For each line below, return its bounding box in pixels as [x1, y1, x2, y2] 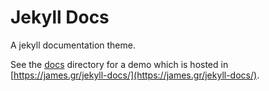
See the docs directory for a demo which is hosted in [10, 58, 229, 70]
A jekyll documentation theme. [10, 39, 136, 51]
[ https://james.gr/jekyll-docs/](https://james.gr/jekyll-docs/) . [10, 69, 260, 81]
